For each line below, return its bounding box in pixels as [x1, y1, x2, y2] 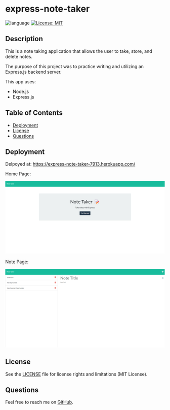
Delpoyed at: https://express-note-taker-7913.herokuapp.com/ [5, 161, 136, 167]
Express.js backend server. [5, 69, 62, 75]
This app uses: [5, 78, 36, 84]
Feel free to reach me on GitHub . [5, 399, 73, 405]
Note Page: [5, 259, 29, 265]
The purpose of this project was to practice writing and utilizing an [5, 63, 144, 69]
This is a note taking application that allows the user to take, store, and [5, 48, 153, 54]
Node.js [12, 88, 29, 94]
